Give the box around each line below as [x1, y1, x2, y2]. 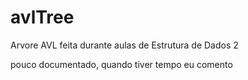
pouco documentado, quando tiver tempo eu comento [10, 58, 233, 70]
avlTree [10, 6, 75, 29]
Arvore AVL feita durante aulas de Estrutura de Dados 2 [10, 39, 239, 51]
